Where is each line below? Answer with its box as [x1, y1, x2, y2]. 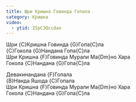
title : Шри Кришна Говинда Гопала [6, 8, 91, 15]
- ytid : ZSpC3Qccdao [11, 25, 62, 31]
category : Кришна [6, 14, 49, 20]
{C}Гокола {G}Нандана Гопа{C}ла [6, 47, 90, 55]
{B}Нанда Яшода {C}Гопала [6, 77, 75, 84]
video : [6, 19, 22, 25]
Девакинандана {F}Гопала [6, 71, 72, 78]
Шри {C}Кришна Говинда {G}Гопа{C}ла [6, 41, 104, 48]
